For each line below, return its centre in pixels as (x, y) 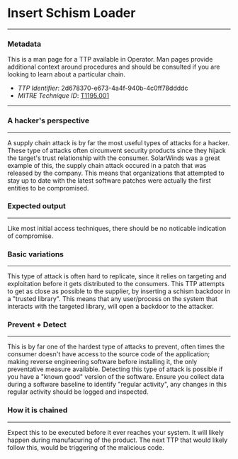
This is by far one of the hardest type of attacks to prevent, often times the (116, 347)
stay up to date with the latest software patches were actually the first (109, 180)
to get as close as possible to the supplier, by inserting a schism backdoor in (119, 291)
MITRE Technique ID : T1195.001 (63, 96)
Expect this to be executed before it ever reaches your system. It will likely (116, 432)
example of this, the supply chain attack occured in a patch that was (107, 165)
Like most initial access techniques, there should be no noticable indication (117, 228)
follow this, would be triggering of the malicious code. (86, 447)
